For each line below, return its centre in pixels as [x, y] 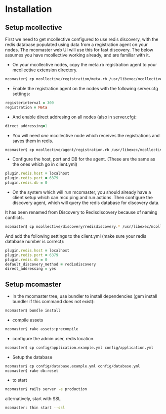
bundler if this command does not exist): [53, 302]
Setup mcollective [34, 27]
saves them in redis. [33, 141]
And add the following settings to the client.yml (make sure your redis [76, 236]
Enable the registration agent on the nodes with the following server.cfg [85, 88]
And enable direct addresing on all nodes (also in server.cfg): [74, 117]
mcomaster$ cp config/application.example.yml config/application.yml [79, 348]
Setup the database [32, 357]
